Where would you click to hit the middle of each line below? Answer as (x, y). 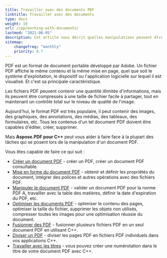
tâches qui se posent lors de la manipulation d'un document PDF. (72, 142)
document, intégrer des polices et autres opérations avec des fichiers (83, 177)
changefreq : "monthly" (38, 47)
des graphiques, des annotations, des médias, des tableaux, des (71, 116)
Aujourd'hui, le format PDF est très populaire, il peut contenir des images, (80, 111)
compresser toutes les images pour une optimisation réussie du (78, 214)
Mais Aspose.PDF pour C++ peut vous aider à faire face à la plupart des (80, 137)
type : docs (16, 19)
